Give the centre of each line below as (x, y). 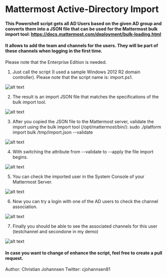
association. (25, 207)
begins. (20, 157)
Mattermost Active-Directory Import (82, 9)
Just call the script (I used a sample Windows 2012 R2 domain (76, 72)
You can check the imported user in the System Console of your (78, 176)
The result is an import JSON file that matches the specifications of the (85, 97)
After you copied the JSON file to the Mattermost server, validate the (83, 121)
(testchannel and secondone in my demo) (55, 231)
